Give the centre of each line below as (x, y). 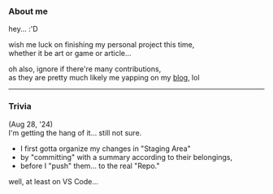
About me (28, 11)
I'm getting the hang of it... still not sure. (75, 132)
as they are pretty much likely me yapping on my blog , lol (104, 78)
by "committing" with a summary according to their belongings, (126, 157)
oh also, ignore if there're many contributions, (85, 69)
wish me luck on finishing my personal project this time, (102, 45)
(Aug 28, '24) (31, 124)
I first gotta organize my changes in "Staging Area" (105, 149)
